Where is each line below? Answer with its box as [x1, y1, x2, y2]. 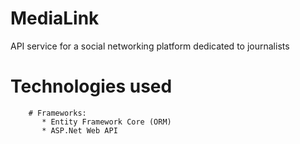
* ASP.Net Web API [41, 125, 118, 136]
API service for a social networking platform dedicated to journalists [10, 40, 290, 52]
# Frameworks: [28, 108, 87, 118]
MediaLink [10, 7, 100, 30]
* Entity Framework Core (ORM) [41, 117, 172, 127]
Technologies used [10, 75, 173, 98]
